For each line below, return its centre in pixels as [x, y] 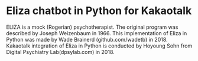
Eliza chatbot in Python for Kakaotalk [99, 11]
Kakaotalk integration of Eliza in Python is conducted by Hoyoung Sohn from [99, 46]
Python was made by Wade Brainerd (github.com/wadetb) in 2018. [87, 39]
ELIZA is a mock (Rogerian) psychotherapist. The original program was [92, 27]
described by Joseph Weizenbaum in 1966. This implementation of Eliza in [97, 33]
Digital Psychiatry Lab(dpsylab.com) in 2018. [61, 52]
